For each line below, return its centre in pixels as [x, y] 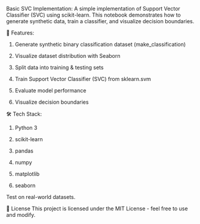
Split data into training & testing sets [59, 67]
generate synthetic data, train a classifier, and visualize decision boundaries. [100, 21]
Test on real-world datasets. [41, 197]
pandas [24, 151]
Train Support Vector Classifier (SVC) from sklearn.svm [83, 79]
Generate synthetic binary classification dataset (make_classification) [100, 44]
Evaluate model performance [50, 91]
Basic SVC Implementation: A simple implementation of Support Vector [93, 9]
